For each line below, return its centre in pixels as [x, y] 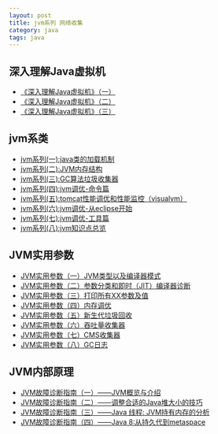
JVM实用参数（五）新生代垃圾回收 [76, 315]
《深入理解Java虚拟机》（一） [68, 92]
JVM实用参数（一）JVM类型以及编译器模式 [91, 276]
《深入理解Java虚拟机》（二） [68, 102]
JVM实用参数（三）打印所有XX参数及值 [84, 295]
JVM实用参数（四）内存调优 [66, 305]
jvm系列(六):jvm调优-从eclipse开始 [76, 208]
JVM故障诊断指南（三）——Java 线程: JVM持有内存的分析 [115, 412]
